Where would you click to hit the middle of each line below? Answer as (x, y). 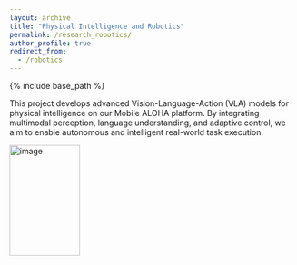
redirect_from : (38, 52)
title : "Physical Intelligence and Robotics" (97, 26)
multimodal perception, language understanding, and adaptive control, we (148, 123)
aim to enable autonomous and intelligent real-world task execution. (136, 132)
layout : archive (40, 18)
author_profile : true (50, 43)
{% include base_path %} (57, 86)
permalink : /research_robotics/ (70, 34)
